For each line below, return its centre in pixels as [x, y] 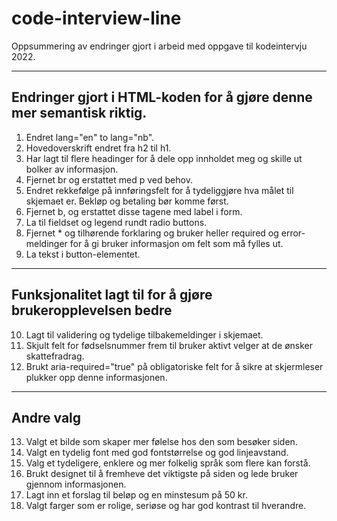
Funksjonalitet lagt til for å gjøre [112, 295]
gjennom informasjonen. [76, 484]
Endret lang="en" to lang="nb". [90, 137]
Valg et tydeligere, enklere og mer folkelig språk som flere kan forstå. [168, 463]
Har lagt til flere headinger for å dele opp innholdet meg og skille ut [164, 158]
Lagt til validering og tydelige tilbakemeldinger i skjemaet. [144, 334]
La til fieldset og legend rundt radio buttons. [116, 222]
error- [293, 233]
